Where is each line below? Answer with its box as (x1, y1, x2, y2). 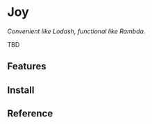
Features (7, 60, 47, 73)
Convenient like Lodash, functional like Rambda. (7, 27, 146, 35)
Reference (7, 108, 53, 120)
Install (7, 84, 35, 96)
